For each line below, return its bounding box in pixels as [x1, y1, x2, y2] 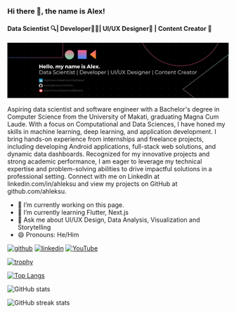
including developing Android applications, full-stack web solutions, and [7, 142, 216, 151]
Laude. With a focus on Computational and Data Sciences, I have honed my [7, 120, 226, 128]
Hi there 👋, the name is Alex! [7, 6, 105, 16]
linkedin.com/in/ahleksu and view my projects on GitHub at [7, 180, 178, 188]
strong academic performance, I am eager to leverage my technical [7, 157, 202, 166]
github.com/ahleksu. [7, 187, 67, 196]
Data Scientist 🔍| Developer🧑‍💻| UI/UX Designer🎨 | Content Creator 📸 [7, 24, 212, 32]
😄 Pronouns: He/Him [17, 231, 79, 239]
